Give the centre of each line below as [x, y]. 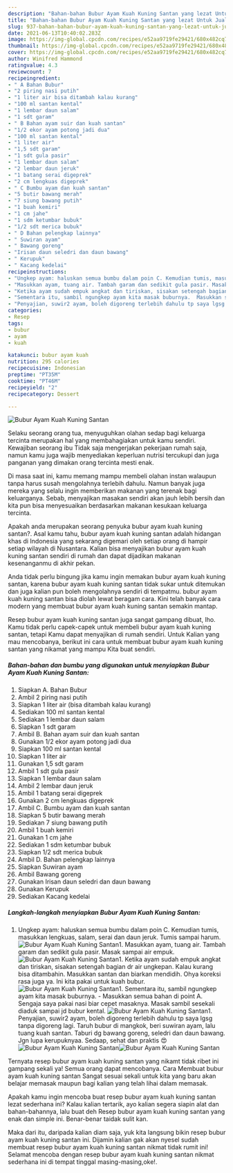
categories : [25, 311]
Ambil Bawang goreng [49, 875]
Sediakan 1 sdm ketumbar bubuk [64, 845]
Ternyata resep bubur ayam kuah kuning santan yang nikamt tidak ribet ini [113, 1061]
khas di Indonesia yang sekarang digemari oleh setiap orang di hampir [108, 541]
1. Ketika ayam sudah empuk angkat [170, 959]
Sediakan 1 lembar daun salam [61, 720]
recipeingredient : [34, 78]
